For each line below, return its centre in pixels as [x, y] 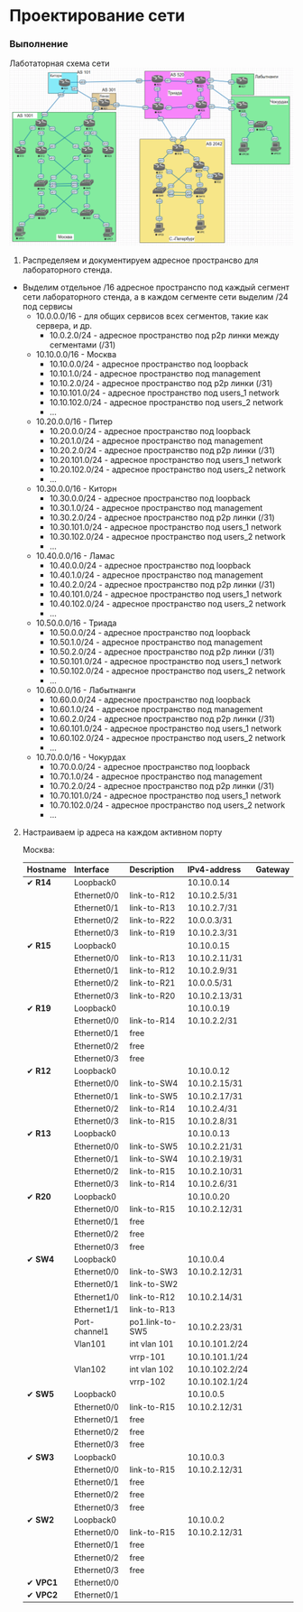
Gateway [273, 869]
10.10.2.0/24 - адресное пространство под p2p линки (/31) [161, 383]
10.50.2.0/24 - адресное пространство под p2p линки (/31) [162, 652]
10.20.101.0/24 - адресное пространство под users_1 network [165, 459]
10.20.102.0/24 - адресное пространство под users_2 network [167, 469]
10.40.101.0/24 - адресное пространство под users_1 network [165, 594]
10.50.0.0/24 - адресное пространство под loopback [150, 632]
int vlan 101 [151, 1344]
